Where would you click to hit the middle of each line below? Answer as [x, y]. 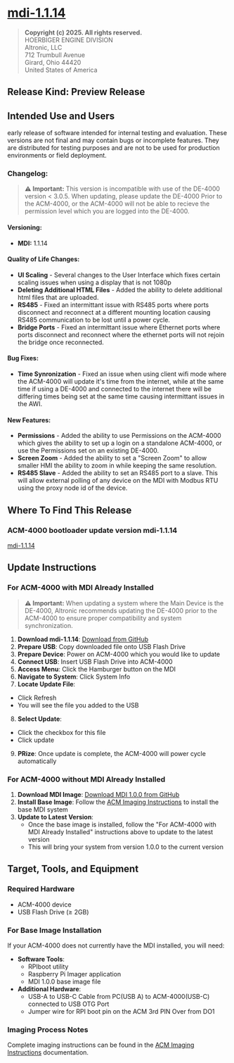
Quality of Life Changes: [44, 259]
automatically [37, 761]
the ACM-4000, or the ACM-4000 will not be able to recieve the [117, 204]
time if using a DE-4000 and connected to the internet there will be [115, 389]
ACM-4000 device [44, 904]
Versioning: [25, 227]
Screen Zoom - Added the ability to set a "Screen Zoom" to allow [112, 458]
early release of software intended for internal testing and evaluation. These [117, 133]
